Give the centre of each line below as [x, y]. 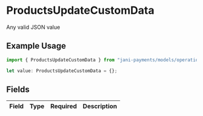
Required [64, 106]
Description [100, 106]
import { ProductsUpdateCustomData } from [60, 60]
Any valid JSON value [33, 27]
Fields [18, 89]
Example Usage [36, 46]
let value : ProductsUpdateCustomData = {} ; [62, 71]
